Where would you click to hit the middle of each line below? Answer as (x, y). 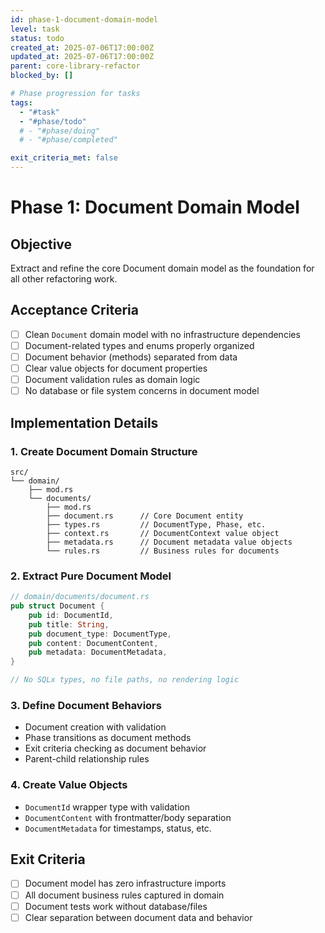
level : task (35, 29)
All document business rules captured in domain (124, 895)
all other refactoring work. (64, 279)
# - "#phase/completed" (68, 140)
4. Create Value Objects (69, 785)
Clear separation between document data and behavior (138, 917)
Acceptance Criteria (74, 310)
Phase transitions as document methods (108, 738)
